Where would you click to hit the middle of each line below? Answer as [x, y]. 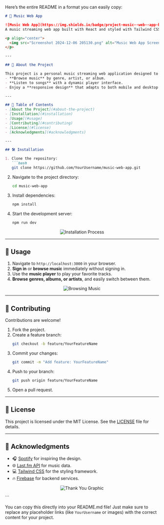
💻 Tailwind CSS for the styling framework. [55, 471]
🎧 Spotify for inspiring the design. [47, 459]
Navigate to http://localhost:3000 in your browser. [64, 264]
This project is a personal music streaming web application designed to [82, 74]
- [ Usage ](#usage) [24, 119]
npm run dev [24, 222]
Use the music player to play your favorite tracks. [62, 274]
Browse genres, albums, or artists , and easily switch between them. [81, 279]
